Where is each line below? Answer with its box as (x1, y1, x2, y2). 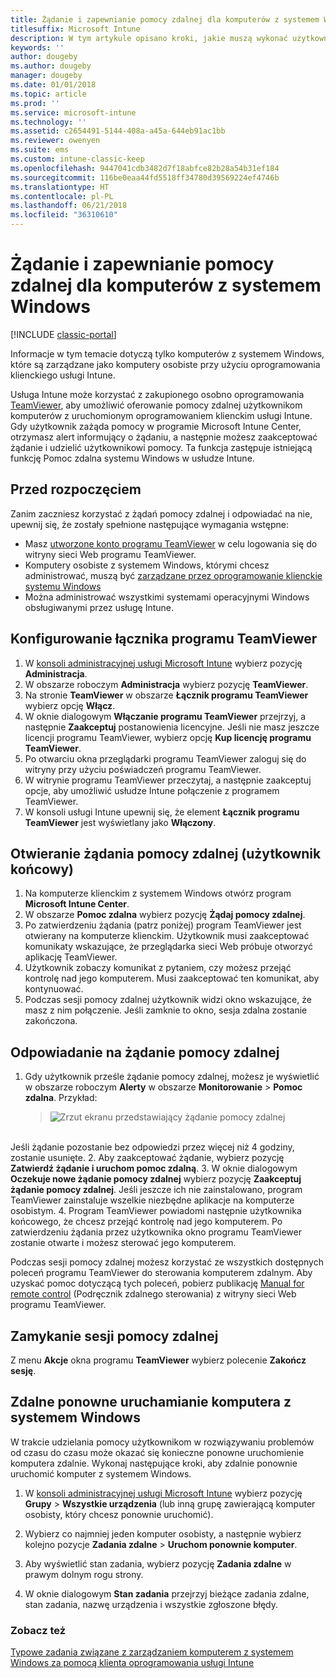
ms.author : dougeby (10, 61, 92, 71)
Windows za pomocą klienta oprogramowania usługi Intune (10, 1657, 255, 1669)
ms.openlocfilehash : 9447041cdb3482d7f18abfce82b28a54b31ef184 (10, 163, 280, 173)
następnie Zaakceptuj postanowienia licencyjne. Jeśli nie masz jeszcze (24, 721, 320, 733)
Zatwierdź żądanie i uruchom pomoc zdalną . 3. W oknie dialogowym (10, 1162, 298, 1175)
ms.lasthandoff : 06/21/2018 (10, 201, 128, 211)
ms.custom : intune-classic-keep (10, 154, 145, 164)
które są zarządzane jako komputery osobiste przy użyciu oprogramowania (10, 358, 321, 370)
